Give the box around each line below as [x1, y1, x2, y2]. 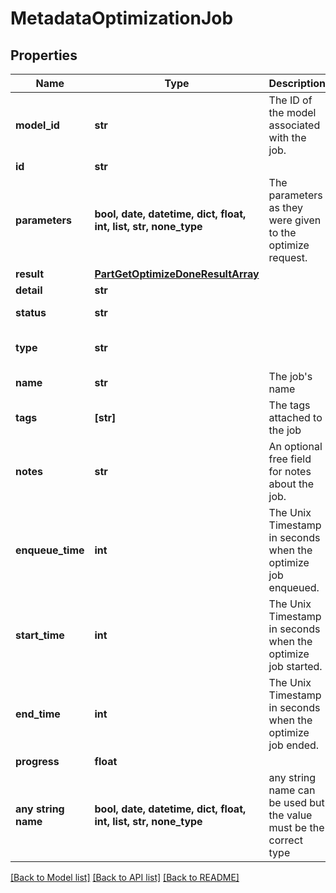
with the [268, 131, 307, 144]
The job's [268, 370, 313, 383]
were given [268, 213, 322, 227]
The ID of [268, 93, 313, 107]
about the [268, 477, 314, 491]
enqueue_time [15, 543, 85, 557]
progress [15, 755, 60, 768]
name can [268, 783, 316, 797]
